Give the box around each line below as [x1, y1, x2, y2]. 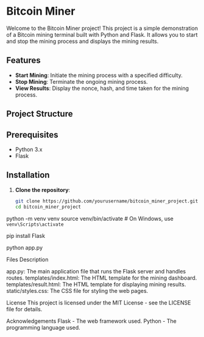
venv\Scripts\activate [6, 221, 64, 228]
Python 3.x [15, 146, 43, 153]
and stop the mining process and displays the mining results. [6, 37, 159, 45]
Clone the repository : [15, 186, 71, 193]
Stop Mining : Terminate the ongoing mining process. [15, 78, 148, 85]
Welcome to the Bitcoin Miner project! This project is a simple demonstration [6, 24, 199, 32]
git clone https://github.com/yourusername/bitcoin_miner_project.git [15, 198, 199, 204]
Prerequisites [6, 130, 58, 140]
